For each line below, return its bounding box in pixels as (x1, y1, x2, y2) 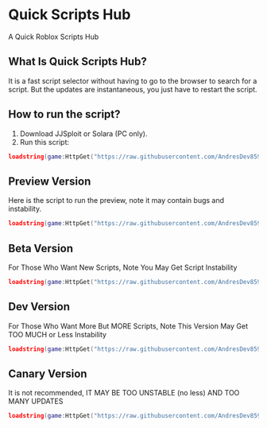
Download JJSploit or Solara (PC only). (19, 129, 148, 138)
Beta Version (8, 241, 74, 255)
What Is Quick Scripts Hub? (8, 55, 147, 68)
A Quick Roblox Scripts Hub (8, 32, 99, 41)
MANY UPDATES (8, 396, 64, 407)
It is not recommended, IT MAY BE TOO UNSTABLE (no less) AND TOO (8, 388, 240, 398)
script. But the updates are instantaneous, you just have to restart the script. (8, 84, 257, 94)
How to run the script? (8, 107, 121, 121)
